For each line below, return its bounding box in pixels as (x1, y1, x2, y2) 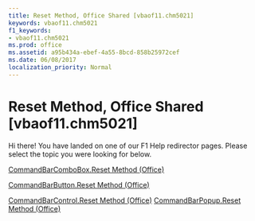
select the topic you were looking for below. (8, 149, 152, 159)
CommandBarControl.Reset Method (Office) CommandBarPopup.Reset (8, 196, 241, 205)
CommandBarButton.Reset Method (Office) (8, 180, 150, 189)
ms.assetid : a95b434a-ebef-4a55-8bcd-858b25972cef (8, 48, 180, 56)
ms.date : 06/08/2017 (8, 56, 77, 64)
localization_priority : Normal (8, 64, 112, 72)
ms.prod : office (8, 41, 62, 49)
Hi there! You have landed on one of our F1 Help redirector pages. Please (8, 141, 248, 150)
